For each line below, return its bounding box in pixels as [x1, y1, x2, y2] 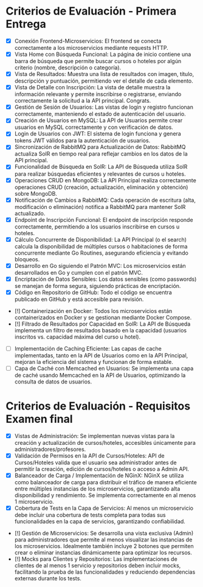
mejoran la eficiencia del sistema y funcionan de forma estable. [14, 359, 174, 365]
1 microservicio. [14, 498, 54, 506]
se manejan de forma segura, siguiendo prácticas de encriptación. [14, 282, 181, 289]
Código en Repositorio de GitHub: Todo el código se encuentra [14, 289, 172, 296]
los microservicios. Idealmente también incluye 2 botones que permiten [14, 543, 194, 550]
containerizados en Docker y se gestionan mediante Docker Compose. [14, 314, 192, 321]
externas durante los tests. [14, 575, 81, 582]
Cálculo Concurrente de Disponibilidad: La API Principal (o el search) [14, 236, 187, 243]
